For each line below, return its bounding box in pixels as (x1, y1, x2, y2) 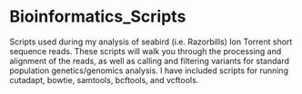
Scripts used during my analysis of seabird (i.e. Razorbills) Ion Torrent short (9, 36, 293, 47)
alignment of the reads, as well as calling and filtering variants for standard (9, 55, 289, 66)
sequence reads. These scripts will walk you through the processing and (9, 45, 282, 56)
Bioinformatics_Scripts (9, 6, 186, 27)
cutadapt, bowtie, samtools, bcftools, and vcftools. (9, 74, 199, 85)
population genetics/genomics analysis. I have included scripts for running (9, 65, 289, 76)
